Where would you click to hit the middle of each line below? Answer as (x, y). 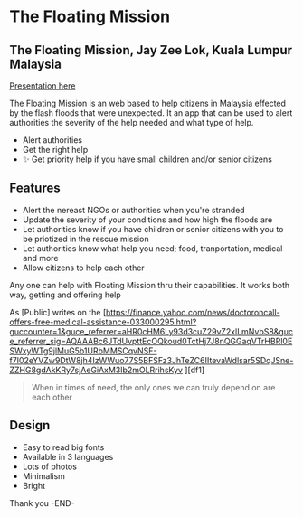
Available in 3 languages (68, 456)
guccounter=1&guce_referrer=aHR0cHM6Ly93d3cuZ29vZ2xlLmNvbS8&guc (151, 331)
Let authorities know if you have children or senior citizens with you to (153, 229)
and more (40, 258)
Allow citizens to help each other (83, 268)
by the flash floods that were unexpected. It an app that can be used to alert (151, 113)
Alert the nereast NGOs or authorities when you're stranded (134, 210)
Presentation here (43, 86)
